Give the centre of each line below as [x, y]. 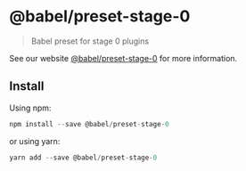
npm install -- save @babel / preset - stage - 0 [89, 124]
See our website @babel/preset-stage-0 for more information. [123, 58]
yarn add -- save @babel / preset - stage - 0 [83, 158]
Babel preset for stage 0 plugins [90, 41]
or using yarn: [35, 141]
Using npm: [30, 108]
